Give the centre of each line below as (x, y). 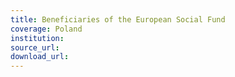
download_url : (40, 57)
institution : (37, 38)
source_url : (35, 47)
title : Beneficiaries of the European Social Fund (118, 19)
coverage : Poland (46, 29)
